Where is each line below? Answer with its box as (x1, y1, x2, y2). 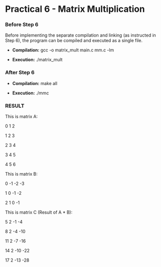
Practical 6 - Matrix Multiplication (5, 3, 145, 15)
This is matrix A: (5, 114, 38, 120)
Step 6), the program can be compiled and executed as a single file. (5, 38, 143, 44)
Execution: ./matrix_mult (12, 57, 63, 63)
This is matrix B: (5, 171, 38, 177)
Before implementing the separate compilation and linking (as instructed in (5, 32, 156, 38)
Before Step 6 (5, 21, 38, 28)
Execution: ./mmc (12, 90, 49, 96)
